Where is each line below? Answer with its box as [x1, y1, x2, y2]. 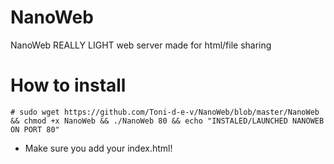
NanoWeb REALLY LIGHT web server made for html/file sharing [10, 39, 272, 51]
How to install [10, 74, 127, 97]
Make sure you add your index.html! [24, 142, 173, 154]
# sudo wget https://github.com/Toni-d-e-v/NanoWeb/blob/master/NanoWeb [10, 107, 320, 117]
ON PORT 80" [10, 124, 60, 135]
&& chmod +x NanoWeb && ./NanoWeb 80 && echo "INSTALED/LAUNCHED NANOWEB [10, 116, 325, 126]
